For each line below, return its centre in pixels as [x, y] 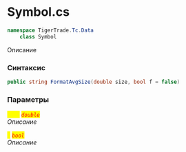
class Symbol [38, 36]
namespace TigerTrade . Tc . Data [51, 30]
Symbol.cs [39, 12]
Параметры [28, 99]
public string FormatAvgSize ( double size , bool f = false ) [94, 82]
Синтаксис [27, 67]
